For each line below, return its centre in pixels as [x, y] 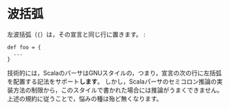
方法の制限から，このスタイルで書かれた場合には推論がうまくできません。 [118, 90]
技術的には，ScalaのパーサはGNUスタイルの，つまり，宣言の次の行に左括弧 [114, 73]
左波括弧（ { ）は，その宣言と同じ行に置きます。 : [76, 34]
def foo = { [24, 47]
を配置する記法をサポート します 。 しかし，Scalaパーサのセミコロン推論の [112, 81]
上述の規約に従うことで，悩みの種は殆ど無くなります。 [85, 98]
